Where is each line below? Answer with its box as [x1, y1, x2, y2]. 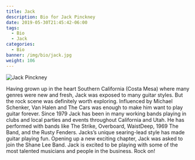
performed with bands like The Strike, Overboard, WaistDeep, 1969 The [6, 122, 179, 130]
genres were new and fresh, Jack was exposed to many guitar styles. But [6, 91, 183, 98]
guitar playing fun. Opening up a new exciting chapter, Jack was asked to [6, 135, 183, 142]
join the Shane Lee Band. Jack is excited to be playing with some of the [6, 141, 179, 148]
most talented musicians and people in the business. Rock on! [6, 147, 155, 154]
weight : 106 [6, 57, 35, 63]
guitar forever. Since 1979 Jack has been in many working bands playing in [6, 110, 187, 117]
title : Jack [6, 8, 35, 15]
